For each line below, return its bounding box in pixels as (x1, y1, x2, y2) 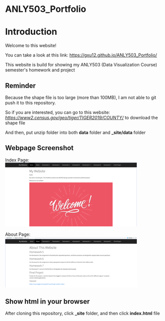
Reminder (5, 81, 36, 90)
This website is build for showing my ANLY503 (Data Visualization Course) (5, 62, 158, 68)
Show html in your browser (5, 297, 90, 306)
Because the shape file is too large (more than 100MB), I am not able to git (5, 94, 157, 100)
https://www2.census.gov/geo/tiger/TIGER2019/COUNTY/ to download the (5, 114, 159, 120)
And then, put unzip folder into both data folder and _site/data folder (5, 129, 146, 135)
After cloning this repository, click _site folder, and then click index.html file (5, 310, 160, 316)
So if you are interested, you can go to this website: (5, 109, 110, 115)
